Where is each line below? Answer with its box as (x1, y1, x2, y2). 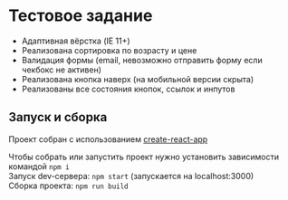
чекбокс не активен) (21, 64, 101, 75)
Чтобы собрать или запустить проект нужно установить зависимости (8, 151, 280, 162)
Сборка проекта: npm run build (8, 180, 129, 191)
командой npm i (8, 160, 70, 172)
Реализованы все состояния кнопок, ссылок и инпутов (21, 83, 235, 94)
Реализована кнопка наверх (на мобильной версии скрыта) (21, 73, 254, 84)
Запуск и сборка (8, 110, 108, 125)
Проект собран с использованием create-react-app (8, 133, 208, 145)
